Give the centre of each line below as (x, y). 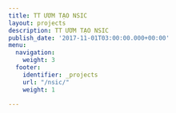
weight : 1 (39, 90)
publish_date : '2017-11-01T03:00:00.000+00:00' (89, 38)
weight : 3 (39, 60)
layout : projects (37, 23)
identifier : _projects (60, 75)
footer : (28, 68)
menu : (17, 45)
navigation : (36, 53)
